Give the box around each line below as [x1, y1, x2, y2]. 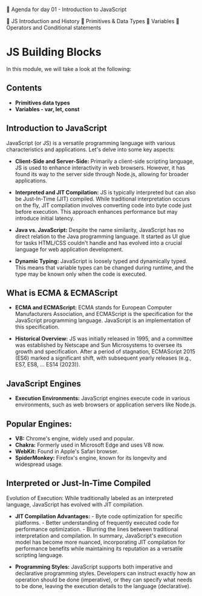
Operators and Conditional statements [6, 24, 102, 31]
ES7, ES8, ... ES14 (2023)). [15, 361, 80, 368]
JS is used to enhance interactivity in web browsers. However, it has [15, 164, 186, 171]
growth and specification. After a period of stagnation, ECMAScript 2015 [15, 348, 195, 355]
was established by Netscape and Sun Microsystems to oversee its [15, 341, 183, 349]
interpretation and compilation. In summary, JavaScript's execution [15, 532, 183, 539]
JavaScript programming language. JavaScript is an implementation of [15, 317, 191, 324]
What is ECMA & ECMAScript [6, 287, 118, 298]
